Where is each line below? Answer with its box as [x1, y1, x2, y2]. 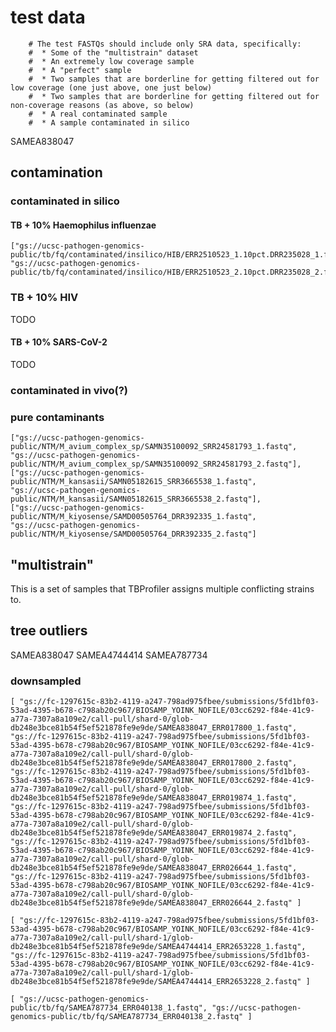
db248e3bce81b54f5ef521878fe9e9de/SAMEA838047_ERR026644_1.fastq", [10, 863, 298, 873]
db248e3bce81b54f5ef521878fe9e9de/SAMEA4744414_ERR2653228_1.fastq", [10, 942, 307, 952]
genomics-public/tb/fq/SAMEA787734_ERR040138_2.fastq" [10, 1012, 244, 1022]
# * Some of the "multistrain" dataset [28, 47, 199, 58]
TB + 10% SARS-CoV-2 [10, 336, 108, 348]
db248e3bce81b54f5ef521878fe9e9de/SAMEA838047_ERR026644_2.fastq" [10, 898, 293, 908]
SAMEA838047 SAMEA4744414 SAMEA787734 [10, 649, 208, 661]
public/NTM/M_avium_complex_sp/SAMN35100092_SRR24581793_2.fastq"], [10, 459, 302, 470]
